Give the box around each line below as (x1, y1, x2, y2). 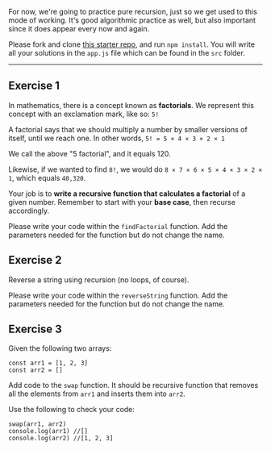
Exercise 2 (8, 253, 62, 267)
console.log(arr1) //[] (8, 427, 89, 435)
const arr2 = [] (8, 366, 63, 374)
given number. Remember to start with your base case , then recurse (8, 197, 236, 206)
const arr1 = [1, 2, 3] (8, 359, 89, 368)
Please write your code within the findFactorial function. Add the (8, 221, 228, 231)
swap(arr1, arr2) (8, 420, 67, 428)
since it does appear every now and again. (8, 24, 150, 33)
